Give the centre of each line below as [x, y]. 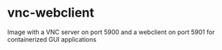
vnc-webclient [51, 13]
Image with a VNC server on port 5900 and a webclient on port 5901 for [111, 32]
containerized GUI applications [52, 39]
